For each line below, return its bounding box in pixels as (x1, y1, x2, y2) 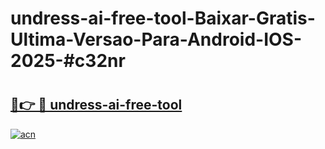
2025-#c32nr (10, 50, 126, 72)
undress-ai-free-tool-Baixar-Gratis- (10, 7, 316, 30)
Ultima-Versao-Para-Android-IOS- (10, 28, 303, 51)
